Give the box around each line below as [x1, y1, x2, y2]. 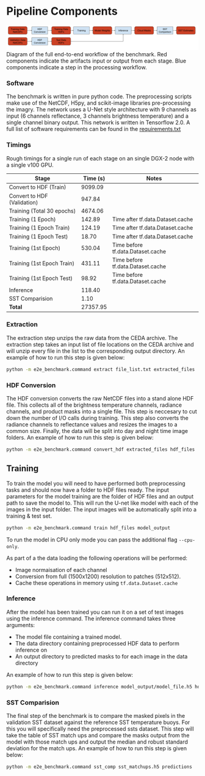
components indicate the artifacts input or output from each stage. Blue [6, 57, 187, 64]
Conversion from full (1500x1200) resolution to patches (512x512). [15, 573, 181, 580]
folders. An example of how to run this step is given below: [6, 434, 154, 441]
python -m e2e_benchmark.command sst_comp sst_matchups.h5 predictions [6, 764, 192, 770]
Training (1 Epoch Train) [9, 224, 70, 232]
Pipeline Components [6, 4, 118, 18]
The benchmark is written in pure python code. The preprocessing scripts [6, 93, 192, 100]
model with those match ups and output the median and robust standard [6, 738, 188, 745]
